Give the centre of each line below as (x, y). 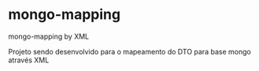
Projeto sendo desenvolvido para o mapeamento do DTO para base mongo (130, 51)
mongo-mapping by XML (49, 36)
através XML (29, 60)
